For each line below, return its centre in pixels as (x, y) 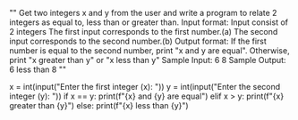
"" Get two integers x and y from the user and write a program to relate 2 (143, 13)
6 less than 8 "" (38, 69)
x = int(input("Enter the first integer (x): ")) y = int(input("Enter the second (145, 87)
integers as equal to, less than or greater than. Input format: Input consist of (149, 22)
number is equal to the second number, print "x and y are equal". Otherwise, (149, 51)
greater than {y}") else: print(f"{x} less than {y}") (99, 105)
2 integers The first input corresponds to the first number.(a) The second (144, 32)
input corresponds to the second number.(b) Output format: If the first (138, 41)
